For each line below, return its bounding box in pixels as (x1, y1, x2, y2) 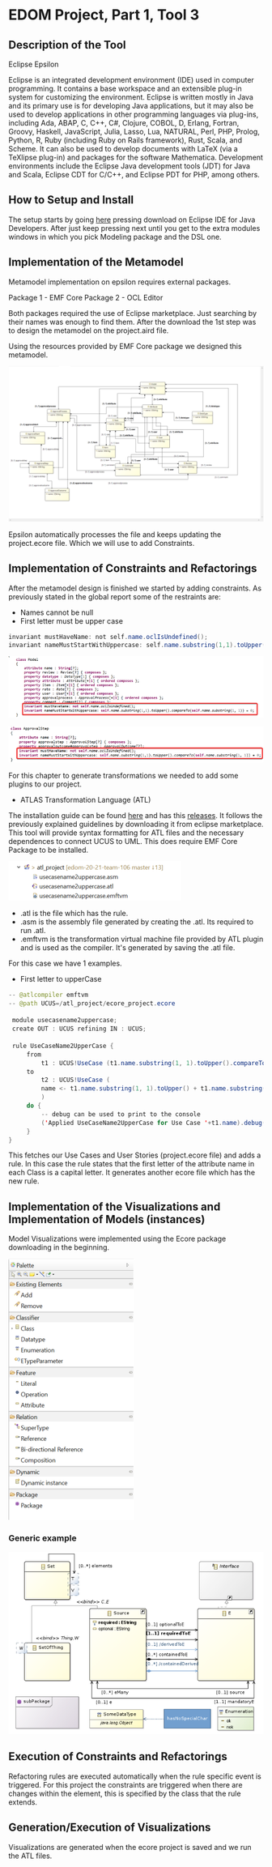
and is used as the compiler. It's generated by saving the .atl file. (19, 942, 236, 953)
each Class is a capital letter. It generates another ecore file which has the (8, 1168, 256, 1178)
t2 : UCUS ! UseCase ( (40, 1076, 111, 1085)
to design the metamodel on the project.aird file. (8, 326, 169, 335)
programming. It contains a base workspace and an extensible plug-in (8, 83, 242, 93)
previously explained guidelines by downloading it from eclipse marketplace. (8, 819, 264, 829)
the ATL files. (8, 1851, 53, 1861)
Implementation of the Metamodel (8, 255, 184, 269)
